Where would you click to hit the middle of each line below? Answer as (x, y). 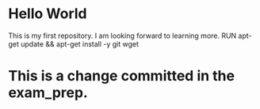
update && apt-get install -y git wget (80, 43)
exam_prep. (48, 93)
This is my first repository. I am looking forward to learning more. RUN (122, 36)
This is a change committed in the (122, 76)
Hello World (48, 14)
